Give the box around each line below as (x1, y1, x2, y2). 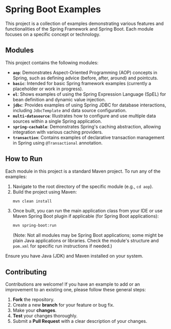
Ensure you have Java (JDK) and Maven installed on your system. (5, 253, 143, 259)
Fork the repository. (12, 296, 55, 303)
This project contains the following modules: (5, 60, 99, 66)
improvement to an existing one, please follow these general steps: (5, 287, 146, 293)
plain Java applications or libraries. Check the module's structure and (12, 238, 159, 244)
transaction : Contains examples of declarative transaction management (12, 134, 165, 141)
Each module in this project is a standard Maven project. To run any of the (5, 168, 161, 174)
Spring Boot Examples (5, 4, 101, 15)
